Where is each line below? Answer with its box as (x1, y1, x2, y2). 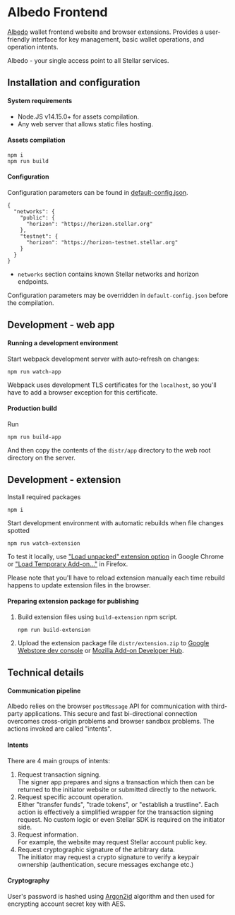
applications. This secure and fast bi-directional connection (24, 710, 198, 718)
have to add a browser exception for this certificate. (7, 388, 158, 396)
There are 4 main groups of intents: (7, 756, 111, 765)
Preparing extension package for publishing (7, 597, 139, 606)
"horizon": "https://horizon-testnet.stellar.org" (25, 239, 179, 246)
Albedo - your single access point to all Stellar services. (7, 56, 169, 64)
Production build (7, 404, 58, 413)
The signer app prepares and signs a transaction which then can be (17, 777, 215, 786)
